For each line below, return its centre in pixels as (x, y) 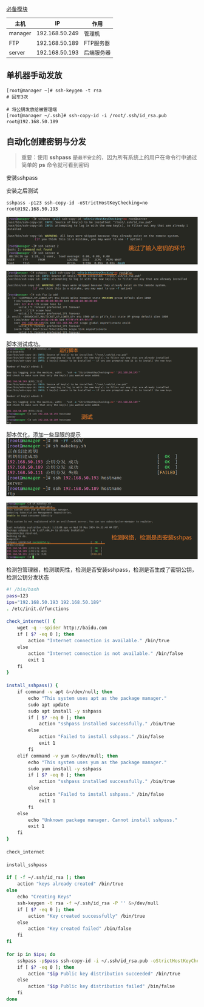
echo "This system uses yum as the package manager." (97, 762)
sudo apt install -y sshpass (65, 711)
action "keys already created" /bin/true (70, 884)
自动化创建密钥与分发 (46, 141)
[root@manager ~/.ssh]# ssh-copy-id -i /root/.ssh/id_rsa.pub (87, 115)
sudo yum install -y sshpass (65, 769)
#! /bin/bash (23, 590)
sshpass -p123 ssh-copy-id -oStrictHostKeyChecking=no (77, 203)
